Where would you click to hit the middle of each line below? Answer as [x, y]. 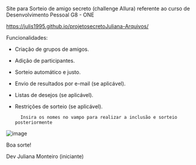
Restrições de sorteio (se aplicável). [59, 106]
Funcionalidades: [27, 38]
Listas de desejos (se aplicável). [54, 95]
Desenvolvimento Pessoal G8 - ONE [50, 15]
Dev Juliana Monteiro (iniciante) [45, 156]
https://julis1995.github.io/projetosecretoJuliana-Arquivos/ [78, 26]
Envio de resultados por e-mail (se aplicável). [70, 83]
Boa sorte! [19, 145]
